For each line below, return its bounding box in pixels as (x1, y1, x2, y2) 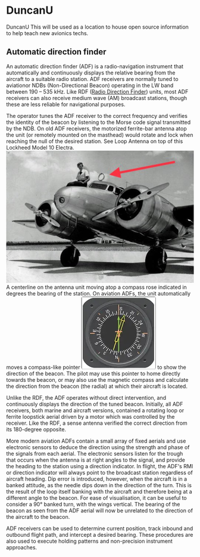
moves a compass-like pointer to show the (6, 363, 186, 371)
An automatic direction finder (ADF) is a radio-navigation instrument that (6, 63, 183, 70)
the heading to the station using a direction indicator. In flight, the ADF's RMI (6, 462, 193, 469)
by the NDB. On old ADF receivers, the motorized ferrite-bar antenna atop (6, 125, 187, 132)
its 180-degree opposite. (6, 425, 67, 432)
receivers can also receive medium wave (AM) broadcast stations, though (6, 94, 187, 101)
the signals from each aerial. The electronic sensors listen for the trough (6, 450, 183, 457)
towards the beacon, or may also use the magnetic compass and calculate (6, 376, 189, 383)
